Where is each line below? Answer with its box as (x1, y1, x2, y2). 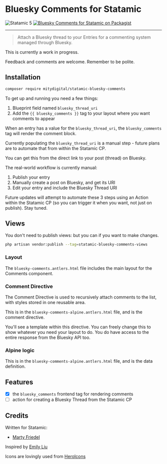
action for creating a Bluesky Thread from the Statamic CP (12, 396, 132, 403)
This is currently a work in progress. (5, 49, 79, 55)
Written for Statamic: (5, 424, 48, 430)
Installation (5, 73, 41, 81)
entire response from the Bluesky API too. (5, 334, 91, 340)
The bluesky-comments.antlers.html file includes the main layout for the (5, 265, 153, 271)
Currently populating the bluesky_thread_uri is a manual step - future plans (5, 140, 160, 146)
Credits (5, 411, 29, 420)
